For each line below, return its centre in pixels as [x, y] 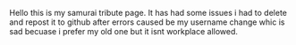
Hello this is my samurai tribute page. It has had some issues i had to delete [148, 13]
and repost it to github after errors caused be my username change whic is [147, 22]
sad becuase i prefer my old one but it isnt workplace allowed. [124, 31]
